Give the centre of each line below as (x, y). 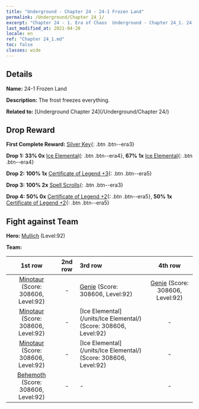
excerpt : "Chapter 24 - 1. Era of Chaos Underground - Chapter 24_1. (95, 23)
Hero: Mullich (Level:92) (36, 236)
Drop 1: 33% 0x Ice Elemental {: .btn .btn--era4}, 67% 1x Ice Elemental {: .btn (99, 156)
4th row (170, 266)
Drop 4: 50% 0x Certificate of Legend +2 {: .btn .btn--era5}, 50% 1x (89, 197)
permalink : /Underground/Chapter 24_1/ (55, 17)
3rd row (91, 266)
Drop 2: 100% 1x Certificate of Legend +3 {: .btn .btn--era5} (79, 174)
